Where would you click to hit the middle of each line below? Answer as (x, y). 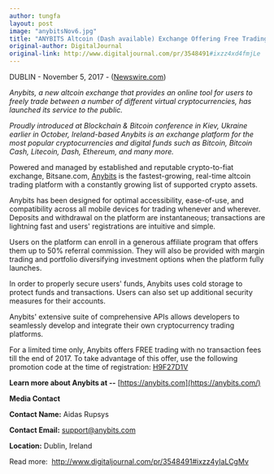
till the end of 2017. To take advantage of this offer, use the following (124, 358)
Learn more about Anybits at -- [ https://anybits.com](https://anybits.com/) (135, 383)
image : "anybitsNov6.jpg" (53, 31)
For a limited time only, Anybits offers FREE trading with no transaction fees (135, 350)
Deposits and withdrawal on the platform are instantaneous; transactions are (137, 217)
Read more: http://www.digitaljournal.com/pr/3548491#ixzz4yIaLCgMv (129, 461)
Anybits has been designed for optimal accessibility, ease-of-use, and (127, 200)
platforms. (26, 334)
